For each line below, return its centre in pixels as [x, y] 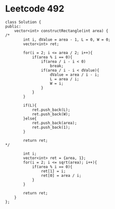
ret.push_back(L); [51, 110]
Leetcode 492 [35, 9]
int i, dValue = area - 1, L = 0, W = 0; [67, 40]
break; [57, 66]
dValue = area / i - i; [74, 75]
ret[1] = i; [53, 171]
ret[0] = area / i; [61, 175]
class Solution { [23, 22]
